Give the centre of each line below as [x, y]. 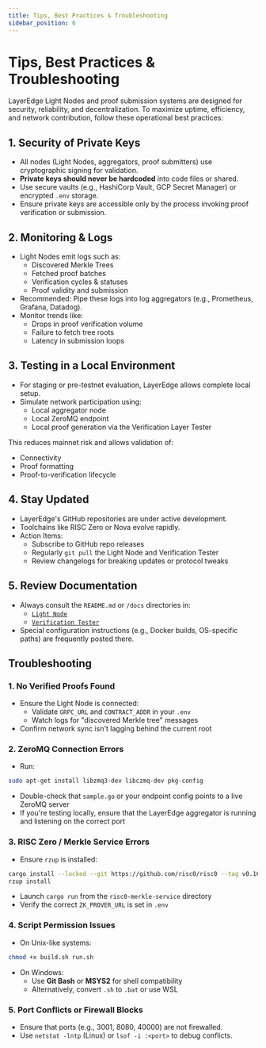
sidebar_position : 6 [42, 23]
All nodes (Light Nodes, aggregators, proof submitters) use [116, 162]
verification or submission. [63, 213]
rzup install [30, 881]
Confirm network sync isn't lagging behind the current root [116, 729]
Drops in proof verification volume [87, 324]
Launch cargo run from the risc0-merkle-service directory [116, 896]
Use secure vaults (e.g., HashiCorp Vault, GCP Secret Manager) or [128, 187]
